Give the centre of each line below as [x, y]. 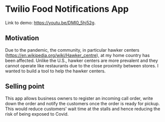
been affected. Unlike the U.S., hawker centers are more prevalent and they [82, 61]
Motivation [22, 38]
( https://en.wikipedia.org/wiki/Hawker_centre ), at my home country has [78, 55]
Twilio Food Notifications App [67, 9]
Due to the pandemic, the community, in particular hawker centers [72, 50]
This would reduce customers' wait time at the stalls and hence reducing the [83, 109]
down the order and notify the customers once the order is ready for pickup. [82, 103]
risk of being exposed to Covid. [37, 114]
